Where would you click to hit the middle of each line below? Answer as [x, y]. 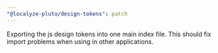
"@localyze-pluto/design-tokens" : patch [67, 14]
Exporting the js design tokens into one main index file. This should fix [109, 34]
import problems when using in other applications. [80, 41]
